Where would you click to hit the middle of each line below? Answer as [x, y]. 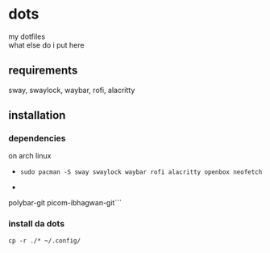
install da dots [37, 224]
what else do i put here [46, 44]
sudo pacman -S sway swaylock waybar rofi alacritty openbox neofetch [141, 172]
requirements [43, 71]
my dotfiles [27, 36]
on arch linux [30, 156]
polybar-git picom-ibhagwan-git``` [65, 203]
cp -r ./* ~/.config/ [45, 240]
